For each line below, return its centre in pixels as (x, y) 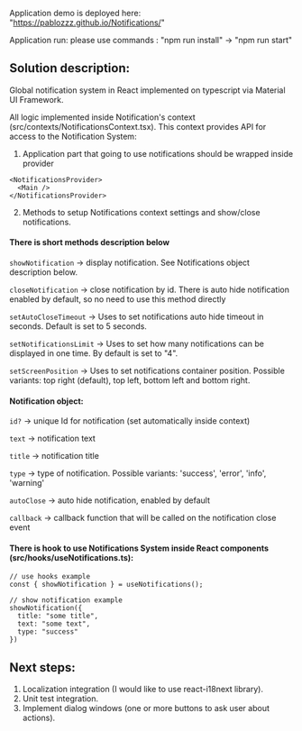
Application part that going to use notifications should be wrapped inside (158, 153)
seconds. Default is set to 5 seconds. (78, 326)
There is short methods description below (89, 242)
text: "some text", (54, 624)
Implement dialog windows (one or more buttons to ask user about (146, 708)
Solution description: (70, 68)
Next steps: (43, 667)
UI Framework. (37, 99)
